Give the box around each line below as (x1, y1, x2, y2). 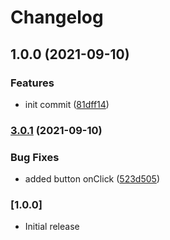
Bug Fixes (10, 150, 60, 164)
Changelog (10, 6, 104, 29)
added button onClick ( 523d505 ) (24, 173, 160, 185)
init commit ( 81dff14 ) (24, 98, 110, 110)
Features (10, 76, 55, 90)
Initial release (24, 221, 80, 233)
